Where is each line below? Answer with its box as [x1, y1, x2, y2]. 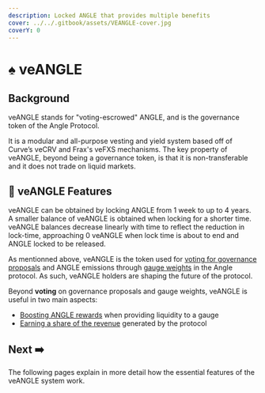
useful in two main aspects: [8, 295, 98, 304]
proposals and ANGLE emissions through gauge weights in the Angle [8, 263, 233, 273]
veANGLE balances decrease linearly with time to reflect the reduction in [8, 222, 245, 232]
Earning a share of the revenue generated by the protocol [19, 319, 207, 328]
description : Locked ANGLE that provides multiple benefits [8, 11, 211, 20]
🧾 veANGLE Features [8, 184, 112, 198]
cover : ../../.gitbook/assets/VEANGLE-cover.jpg [8, 19, 172, 27]
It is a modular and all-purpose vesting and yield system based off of [8, 136, 233, 146]
